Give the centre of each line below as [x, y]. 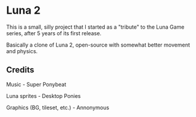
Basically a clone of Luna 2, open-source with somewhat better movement [98, 45]
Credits [20, 70]
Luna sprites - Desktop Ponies [43, 96]
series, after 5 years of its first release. [54, 33]
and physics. [22, 51]
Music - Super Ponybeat [36, 84]
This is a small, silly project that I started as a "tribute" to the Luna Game [95, 27]
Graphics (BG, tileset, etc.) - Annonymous [58, 107]
